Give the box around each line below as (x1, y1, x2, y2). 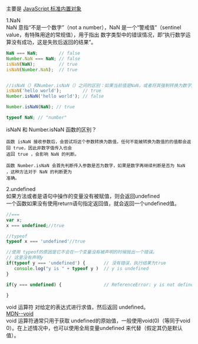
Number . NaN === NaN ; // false (6, 55, 81, 62)
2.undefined (6, 185, 36, 192)
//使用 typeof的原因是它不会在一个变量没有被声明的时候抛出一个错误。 (6, 249, 157, 255)
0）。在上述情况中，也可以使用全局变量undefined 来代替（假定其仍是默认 (6, 325, 183, 332)
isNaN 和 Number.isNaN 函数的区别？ (6, 126, 97, 133)
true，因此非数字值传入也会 (13, 145, 72, 151)
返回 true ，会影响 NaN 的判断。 (6, 151, 80, 157)
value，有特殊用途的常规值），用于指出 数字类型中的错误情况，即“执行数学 (6, 31, 186, 38)
